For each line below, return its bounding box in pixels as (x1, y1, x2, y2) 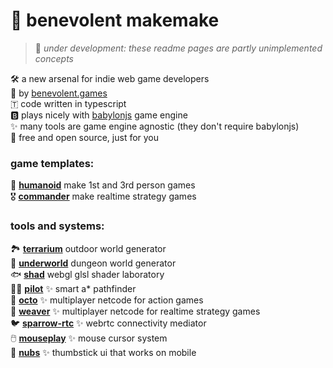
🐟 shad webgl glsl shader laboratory (10, 268, 165, 280)
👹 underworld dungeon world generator (10, 257, 177, 269)
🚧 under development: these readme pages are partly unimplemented (34, 42, 323, 54)
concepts (34, 52, 74, 64)
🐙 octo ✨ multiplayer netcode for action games (10, 294, 204, 306)
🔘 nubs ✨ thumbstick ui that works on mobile (10, 346, 197, 358)
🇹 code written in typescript (10, 97, 127, 109)
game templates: (10, 156, 95, 170)
